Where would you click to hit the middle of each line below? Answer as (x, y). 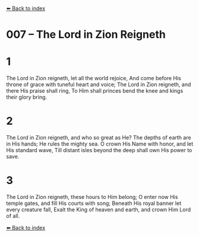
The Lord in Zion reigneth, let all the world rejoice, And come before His (94, 78)
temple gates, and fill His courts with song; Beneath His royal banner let (94, 203)
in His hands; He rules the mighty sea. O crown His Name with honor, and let (100, 144)
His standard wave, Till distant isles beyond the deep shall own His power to (99, 150)
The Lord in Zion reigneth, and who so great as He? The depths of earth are (99, 138)
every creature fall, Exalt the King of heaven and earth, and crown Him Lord (99, 209)
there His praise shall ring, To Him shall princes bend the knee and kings (95, 91)
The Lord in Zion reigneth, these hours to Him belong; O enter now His (92, 197)
